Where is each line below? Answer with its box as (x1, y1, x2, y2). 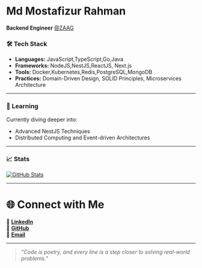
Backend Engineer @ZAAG (6, 24, 74, 31)
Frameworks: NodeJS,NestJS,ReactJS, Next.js (14, 62, 132, 69)
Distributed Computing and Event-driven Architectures (14, 134, 150, 141)
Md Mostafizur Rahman (6, 4, 126, 18)
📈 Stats (6, 155, 30, 164)
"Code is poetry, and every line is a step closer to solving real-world (20, 248, 191, 255)
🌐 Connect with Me (6, 198, 105, 212)
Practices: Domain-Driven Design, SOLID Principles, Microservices (14, 75, 182, 82)
